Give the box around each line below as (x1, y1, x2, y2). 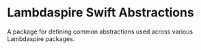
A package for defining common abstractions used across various (7, 27, 193, 36)
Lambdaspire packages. (7, 34, 75, 42)
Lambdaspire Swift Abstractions (7, 5, 195, 21)
